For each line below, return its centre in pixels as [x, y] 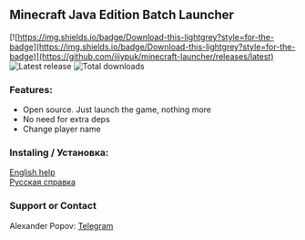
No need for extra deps [66, 120]
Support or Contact [53, 206]
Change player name [62, 129]
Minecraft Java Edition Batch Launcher [122, 15]
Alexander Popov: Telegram [61, 225]
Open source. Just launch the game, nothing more [117, 110]
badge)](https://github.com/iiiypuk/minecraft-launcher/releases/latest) [142, 56]
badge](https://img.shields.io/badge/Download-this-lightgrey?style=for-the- [152, 47]
